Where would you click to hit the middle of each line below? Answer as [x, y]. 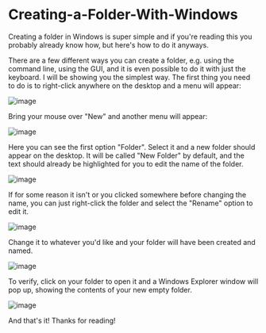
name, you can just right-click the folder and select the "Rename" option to [131, 203]
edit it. [19, 211]
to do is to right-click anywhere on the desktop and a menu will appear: [125, 86]
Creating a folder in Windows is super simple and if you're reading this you [130, 36]
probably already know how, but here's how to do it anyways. [108, 44]
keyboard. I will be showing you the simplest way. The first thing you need [129, 77]
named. [21, 251]
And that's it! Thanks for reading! [62, 320]
